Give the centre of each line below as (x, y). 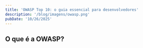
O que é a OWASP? (35, 39)
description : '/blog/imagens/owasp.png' (48, 14)
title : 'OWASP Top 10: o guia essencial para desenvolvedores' (72, 10)
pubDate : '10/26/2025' (29, 19)
